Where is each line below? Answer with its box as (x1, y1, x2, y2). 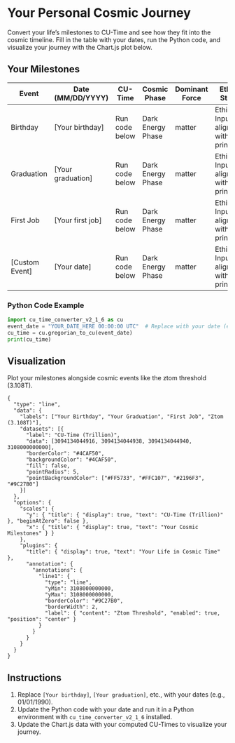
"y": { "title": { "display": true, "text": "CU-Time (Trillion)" (25, 511, 224, 518)
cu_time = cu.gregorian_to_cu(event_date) (7, 329, 133, 336)
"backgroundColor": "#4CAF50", (25, 456, 117, 464)
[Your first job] (54, 215, 102, 225)
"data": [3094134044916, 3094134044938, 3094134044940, (25, 438, 192, 445)
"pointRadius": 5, (25, 469, 80, 476)
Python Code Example (7, 300, 85, 310)
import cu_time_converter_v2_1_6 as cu (7, 316, 124, 323)
